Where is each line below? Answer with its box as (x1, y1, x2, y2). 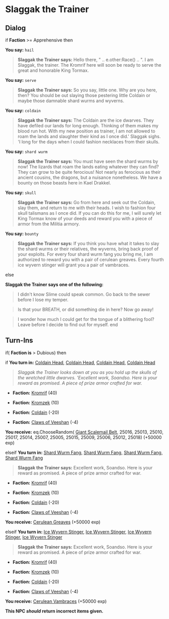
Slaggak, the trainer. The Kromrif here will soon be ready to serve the (17, 62, 161, 68)
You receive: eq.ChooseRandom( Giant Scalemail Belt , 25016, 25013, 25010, (5, 428, 164, 435)
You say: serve (5, 77, 36, 83)
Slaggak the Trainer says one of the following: (5, 281, 103, 288)
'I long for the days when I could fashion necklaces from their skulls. (17, 139, 160, 145)
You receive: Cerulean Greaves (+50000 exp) (5, 519, 101, 525)
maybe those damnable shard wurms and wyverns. (17, 98, 125, 104)
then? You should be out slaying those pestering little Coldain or (17, 92, 151, 98)
